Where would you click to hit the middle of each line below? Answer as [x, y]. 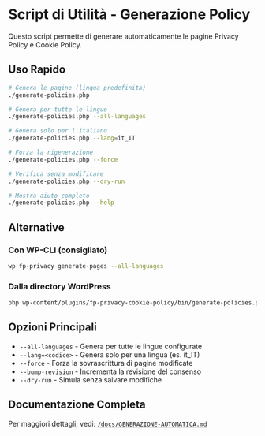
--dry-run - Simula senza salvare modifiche [91, 379]
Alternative [36, 227]
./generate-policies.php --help [61, 203]
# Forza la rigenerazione [50, 152]
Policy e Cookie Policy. [45, 44]
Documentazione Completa [77, 405]
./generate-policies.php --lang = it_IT [72, 138]
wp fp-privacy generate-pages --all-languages [86, 266]
